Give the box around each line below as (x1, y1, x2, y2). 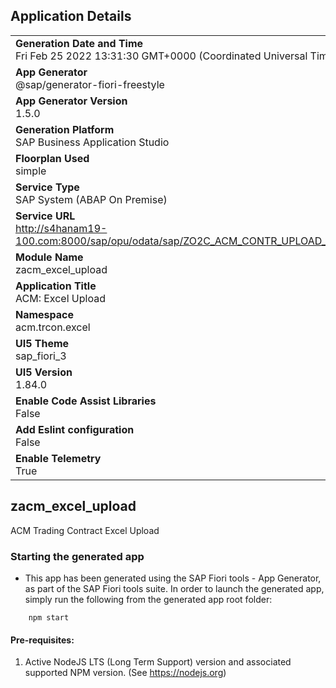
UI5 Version (15, 365, 73, 379)
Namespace (15, 307, 75, 321)
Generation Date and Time (15, 36, 144, 50)
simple (15, 164, 47, 178)
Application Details (10, 8, 132, 25)
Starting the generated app (10, 549, 145, 563)
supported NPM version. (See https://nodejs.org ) (24, 667, 227, 679)
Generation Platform (15, 122, 115, 136)
